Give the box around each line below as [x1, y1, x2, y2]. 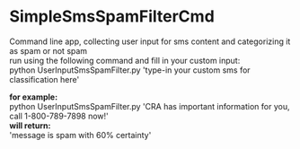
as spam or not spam [9, 45, 88, 56]
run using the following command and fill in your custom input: [9, 55, 241, 66]
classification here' [9, 74, 80, 84]
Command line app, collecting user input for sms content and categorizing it [9, 36, 291, 47]
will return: [9, 119, 51, 131]
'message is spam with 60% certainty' [9, 129, 152, 140]
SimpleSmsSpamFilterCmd [9, 6, 216, 27]
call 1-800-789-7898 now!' [9, 110, 110, 121]
